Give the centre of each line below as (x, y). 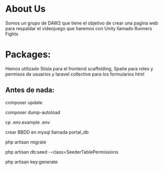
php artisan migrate (26, 142)
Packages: (28, 55)
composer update (24, 102)
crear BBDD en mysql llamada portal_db (47, 132)
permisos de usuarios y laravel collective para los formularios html (75, 74)
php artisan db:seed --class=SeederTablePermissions (62, 152)
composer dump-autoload (33, 112)
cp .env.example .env (28, 122)
